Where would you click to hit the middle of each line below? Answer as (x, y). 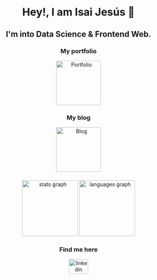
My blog (78, 117)
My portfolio (78, 51)
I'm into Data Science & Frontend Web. (78, 34)
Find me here (78, 250)
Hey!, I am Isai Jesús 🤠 (78, 12)
